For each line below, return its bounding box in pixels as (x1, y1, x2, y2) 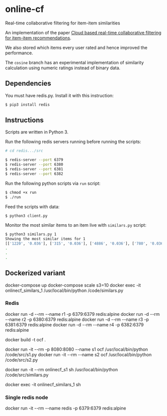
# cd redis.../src (5, 148, 43, 153)
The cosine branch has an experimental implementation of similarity (5, 59, 144, 65)
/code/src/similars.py (5, 372, 49, 378)
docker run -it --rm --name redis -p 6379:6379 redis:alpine (5, 405, 126, 412)
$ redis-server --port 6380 (5, 162, 64, 167)
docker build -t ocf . (5, 336, 46, 342)
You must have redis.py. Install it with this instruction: (5, 92, 114, 98)
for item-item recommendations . (5, 35, 72, 41)
